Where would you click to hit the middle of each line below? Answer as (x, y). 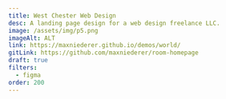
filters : (23, 68)
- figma (28, 75)
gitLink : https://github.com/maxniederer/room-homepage (103, 53)
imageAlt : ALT (32, 38)
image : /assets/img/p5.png (53, 30)
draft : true (28, 61)
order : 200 (26, 82)
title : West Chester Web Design (62, 16)
